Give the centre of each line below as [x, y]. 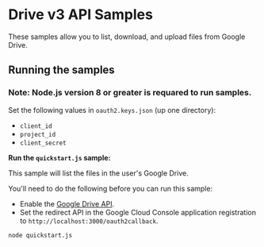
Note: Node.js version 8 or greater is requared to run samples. [130, 93]
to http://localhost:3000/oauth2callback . [89, 221]
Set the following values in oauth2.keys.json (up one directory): [112, 110]
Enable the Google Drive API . [67, 203]
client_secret [43, 143]
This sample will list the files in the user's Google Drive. [98, 173]
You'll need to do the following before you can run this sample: [110, 188]
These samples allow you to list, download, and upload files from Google [127, 37]
